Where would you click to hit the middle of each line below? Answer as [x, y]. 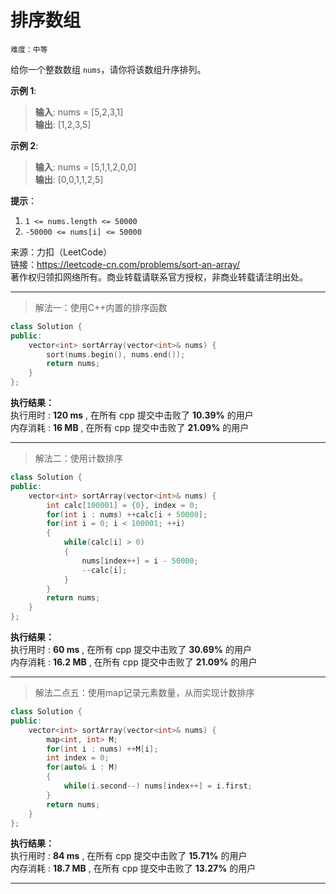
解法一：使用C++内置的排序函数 [101, 307]
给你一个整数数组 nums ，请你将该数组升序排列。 [108, 69]
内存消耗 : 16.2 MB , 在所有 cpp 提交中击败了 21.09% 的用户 [134, 662]
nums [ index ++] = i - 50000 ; [140, 561]
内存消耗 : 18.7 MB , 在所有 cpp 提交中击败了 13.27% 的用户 [133, 868]
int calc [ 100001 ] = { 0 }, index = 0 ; [122, 505]
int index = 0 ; [78, 758]
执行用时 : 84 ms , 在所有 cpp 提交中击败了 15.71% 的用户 [129, 856]
